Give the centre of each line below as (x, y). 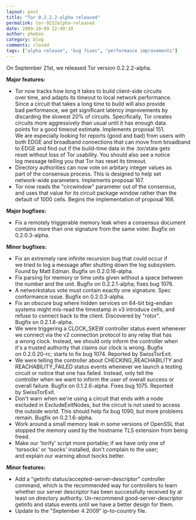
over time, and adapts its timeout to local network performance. (93, 97)
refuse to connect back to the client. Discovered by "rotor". (88, 316)
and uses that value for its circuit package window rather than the (96, 193)
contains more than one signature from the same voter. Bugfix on (95, 229)
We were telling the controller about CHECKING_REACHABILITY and (99, 360)
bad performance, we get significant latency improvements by (91, 110)
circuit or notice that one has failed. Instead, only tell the (84, 373)
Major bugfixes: (26, 211)
